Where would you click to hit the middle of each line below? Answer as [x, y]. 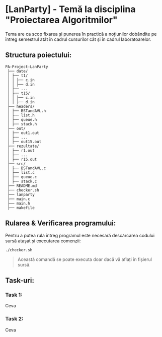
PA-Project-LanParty [27, 66]
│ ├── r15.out [22, 159]
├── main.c [19, 199]
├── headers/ [21, 106]
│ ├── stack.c [22, 181]
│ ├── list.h [21, 115]
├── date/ [18, 71]
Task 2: [14, 319]
